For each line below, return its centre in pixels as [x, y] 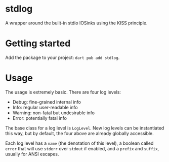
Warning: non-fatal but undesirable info [54, 113]
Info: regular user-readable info [45, 107]
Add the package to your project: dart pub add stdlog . [62, 57]
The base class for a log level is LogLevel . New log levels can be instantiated [85, 128]
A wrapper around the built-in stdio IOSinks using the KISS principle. [76, 23]
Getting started [38, 43]
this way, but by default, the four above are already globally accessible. [80, 133]
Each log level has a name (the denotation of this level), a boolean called [79, 143]
